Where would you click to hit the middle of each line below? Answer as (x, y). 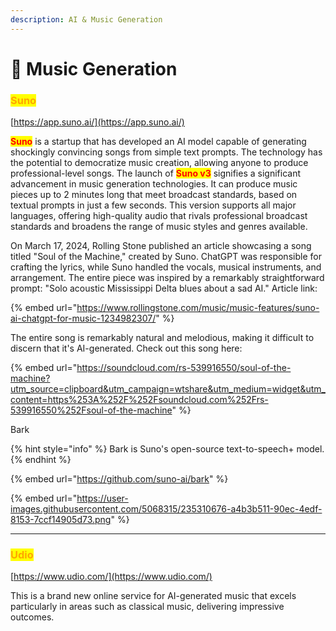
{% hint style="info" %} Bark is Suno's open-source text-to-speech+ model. (167, 449)
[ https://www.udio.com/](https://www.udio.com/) (111, 577)
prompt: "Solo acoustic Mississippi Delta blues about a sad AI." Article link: (164, 288)
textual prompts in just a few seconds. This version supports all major (153, 205)
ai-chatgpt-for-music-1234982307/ (83, 318)
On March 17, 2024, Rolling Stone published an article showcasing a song (161, 246)
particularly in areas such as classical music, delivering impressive (147, 607)
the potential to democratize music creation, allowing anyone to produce (159, 163)
